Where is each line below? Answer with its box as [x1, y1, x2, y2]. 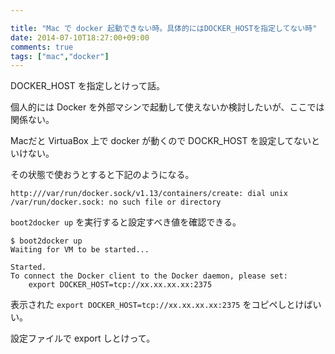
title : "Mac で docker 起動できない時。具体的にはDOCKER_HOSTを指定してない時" [10, 23, 318, 33]
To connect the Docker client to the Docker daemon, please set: [10, 271, 288, 281]
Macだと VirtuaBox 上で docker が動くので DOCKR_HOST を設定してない [10, 135, 312, 147]
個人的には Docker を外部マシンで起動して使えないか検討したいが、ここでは [10, 101, 325, 113]
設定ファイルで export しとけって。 [10, 332, 156, 345]
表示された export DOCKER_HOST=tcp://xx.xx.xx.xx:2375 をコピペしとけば [10, 299, 313, 311]
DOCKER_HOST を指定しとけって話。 [10, 80, 166, 92]
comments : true [10, 42, 74, 52]
